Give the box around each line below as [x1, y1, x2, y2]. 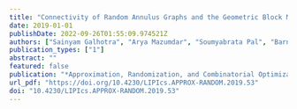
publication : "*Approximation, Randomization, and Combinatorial [9, 70, 255, 79]
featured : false [9, 62, 69, 71]
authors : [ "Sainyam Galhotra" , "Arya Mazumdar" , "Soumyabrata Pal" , [9, 37, 267, 47]
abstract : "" [9, 54, 57, 62]
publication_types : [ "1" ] [9, 46, 104, 54]
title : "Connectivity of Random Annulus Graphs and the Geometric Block [9, 12, 283, 22]
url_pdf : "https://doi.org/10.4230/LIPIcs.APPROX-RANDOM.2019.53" [9, 78, 259, 87]
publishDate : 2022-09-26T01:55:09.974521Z [9, 29, 168, 38]
